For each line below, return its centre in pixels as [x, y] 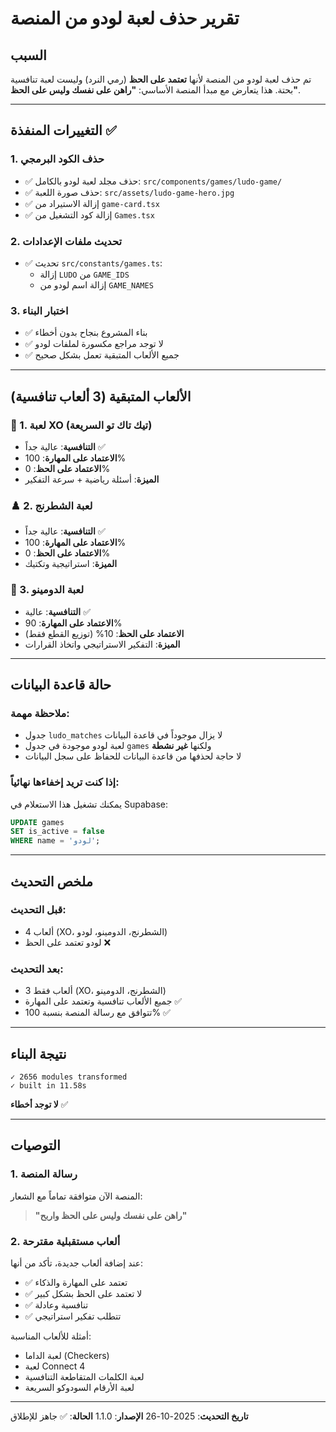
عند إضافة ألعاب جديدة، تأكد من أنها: [77, 1263]
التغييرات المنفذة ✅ [63, 130]
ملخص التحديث [52, 881]
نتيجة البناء [38, 1053]
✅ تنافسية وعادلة [56, 1304]
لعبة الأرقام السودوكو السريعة [79, 1387]
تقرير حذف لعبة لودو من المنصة [125, 18]
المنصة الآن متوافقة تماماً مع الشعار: [76, 1196]
